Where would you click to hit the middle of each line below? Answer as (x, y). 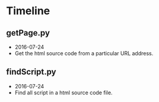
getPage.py (28, 33)
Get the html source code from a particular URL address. (84, 53)
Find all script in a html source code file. (63, 93)
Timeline (28, 11)
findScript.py (31, 72)
